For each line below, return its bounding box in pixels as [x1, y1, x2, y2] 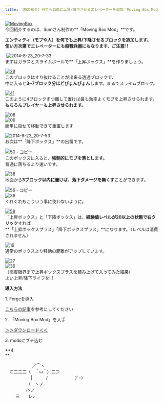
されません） [5, 232, 31, 238]
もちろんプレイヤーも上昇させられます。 [5, 102, 86, 108]
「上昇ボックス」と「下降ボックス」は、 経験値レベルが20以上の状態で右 [5, 214, 152, 220]
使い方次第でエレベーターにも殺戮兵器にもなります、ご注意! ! [5, 43, 128, 49]
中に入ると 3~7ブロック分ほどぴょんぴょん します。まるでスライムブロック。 [5, 80, 158, 86]
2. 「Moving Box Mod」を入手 [5, 316, 66, 322]
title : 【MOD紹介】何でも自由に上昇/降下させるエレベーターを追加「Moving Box [5, 7, 149, 12]
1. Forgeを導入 [5, 296, 34, 302]
